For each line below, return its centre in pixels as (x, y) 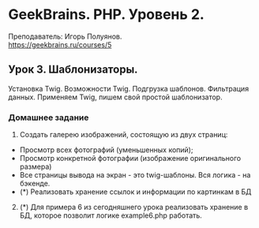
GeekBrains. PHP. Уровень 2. (107, 15)
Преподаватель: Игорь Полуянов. (65, 36)
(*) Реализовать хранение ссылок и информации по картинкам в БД (135, 192)
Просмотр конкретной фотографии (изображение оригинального (130, 159)
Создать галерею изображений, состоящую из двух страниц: (124, 135)
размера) (36, 166)
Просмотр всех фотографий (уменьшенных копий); (106, 150)
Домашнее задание (49, 118)
